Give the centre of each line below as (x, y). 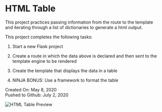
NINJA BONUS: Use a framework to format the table (65, 80)
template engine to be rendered (44, 61)
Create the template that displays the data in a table (65, 70)
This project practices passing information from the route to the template (79, 22)
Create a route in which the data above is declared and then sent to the (84, 56)
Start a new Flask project (38, 46)
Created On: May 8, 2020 (31, 89)
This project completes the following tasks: (49, 37)
